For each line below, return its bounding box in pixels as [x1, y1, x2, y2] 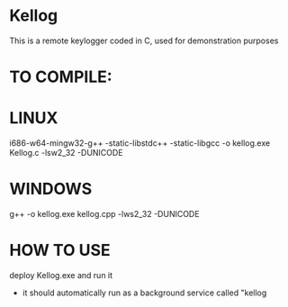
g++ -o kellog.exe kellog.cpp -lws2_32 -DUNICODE [9, 209, 200, 219]
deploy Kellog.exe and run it [9, 269, 113, 280]
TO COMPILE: [9, 67, 112, 87]
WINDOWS [9, 179, 93, 199]
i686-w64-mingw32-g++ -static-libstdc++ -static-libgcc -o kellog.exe [9, 138, 271, 149]
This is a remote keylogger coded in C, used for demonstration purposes [9, 35, 279, 46]
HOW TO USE [9, 240, 111, 261]
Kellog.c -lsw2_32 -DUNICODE [9, 148, 123, 158]
